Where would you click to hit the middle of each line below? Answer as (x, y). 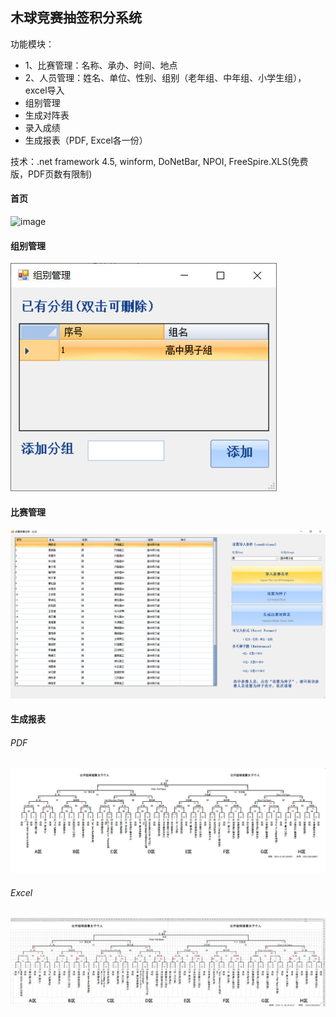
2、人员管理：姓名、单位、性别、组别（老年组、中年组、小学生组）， (165, 77)
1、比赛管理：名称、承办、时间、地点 (101, 65)
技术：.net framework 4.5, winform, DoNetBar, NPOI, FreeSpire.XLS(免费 (159, 161)
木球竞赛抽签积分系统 (76, 18)
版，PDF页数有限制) (51, 174)
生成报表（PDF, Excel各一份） (86, 140)
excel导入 (44, 90)
